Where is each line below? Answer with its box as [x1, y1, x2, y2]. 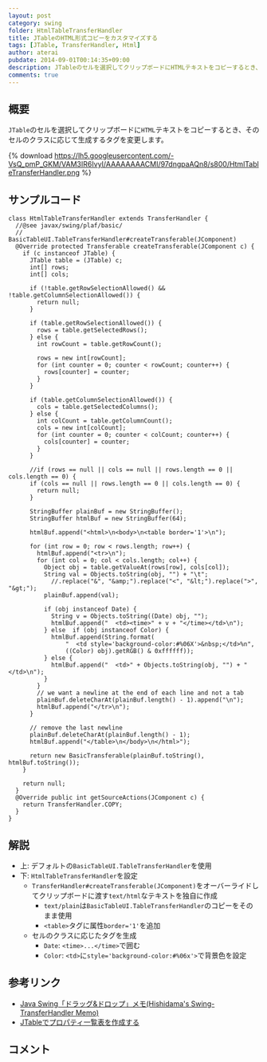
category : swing [8, 19, 62, 27]
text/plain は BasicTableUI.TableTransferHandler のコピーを [43, 901, 240, 911]
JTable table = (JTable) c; [29, 257, 124, 265]
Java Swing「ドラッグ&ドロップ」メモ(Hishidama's [19, 998, 190, 1009]
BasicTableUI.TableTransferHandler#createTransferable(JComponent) [8, 236, 238, 244]
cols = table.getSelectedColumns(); [37, 403, 159, 411]
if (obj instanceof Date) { [43, 605, 137, 614]
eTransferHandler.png [8, 168, 80, 178]
